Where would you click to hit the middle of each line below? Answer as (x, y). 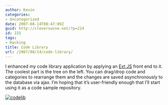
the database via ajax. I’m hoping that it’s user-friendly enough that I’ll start (83, 82)
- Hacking (16, 43)
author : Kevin (20, 10)
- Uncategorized (22, 19)
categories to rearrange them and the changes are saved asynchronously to (84, 77)
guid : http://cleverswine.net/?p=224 (45, 29)
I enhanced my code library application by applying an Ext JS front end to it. (84, 66)
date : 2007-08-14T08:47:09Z (35, 24)
